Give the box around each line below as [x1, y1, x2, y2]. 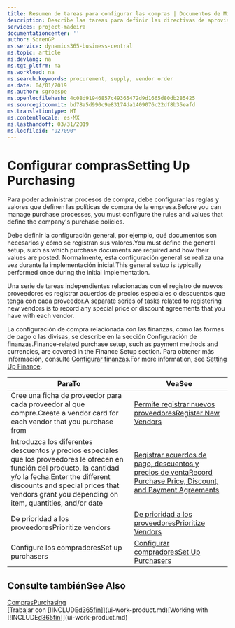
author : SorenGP [7, 36, 55, 43]
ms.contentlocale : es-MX [7, 114, 80, 121]
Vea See [166, 379, 192, 389]
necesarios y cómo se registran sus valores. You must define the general [7, 238, 215, 247]
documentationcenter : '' [7, 29, 80, 37]
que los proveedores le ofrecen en [10, 455, 124, 464]
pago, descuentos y [134, 459, 199, 469]
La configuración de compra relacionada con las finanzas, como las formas [7, 325, 225, 334]
